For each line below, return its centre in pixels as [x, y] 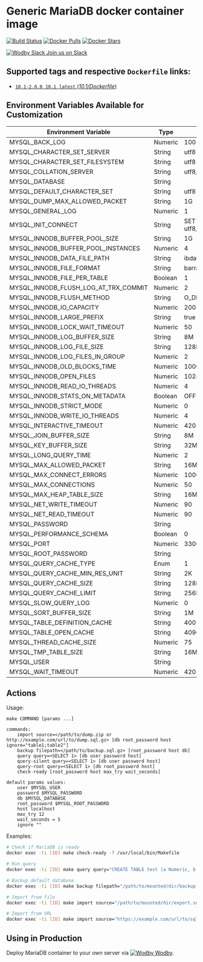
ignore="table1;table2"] [37, 746]
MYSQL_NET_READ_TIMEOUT [52, 514]
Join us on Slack [67, 52]
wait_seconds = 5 [39, 820]
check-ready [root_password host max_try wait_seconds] [89, 772]
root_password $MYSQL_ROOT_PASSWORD [63, 804]
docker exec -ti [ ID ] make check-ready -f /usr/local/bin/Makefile [93, 853]
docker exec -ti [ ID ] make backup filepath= [63, 886]
